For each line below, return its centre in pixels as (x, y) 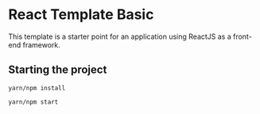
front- (243, 36)
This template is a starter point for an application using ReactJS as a (120, 36)
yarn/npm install (37, 88)
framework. (42, 44)
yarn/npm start (33, 102)
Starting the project (58, 70)
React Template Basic (81, 15)
